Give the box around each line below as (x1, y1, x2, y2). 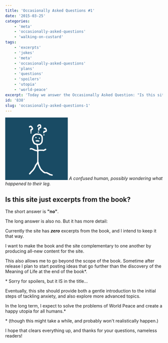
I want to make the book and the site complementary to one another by (5, 243, 151, 249)
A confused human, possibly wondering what (68, 175, 163, 181)
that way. (5, 233, 24, 239)
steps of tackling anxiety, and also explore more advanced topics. (5, 293, 141, 299)
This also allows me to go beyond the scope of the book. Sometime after (5, 258, 155, 264)
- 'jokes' (14, 50, 35, 55)
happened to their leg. (5, 180, 51, 187)
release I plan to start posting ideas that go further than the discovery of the (5, 263, 161, 269)
